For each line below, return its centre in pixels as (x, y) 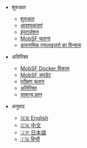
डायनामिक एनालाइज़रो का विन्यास (50, 45)
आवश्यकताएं (31, 25)
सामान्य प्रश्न (31, 95)
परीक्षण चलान (32, 82)
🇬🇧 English (34, 118)
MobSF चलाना (35, 38)
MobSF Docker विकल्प (45, 68)
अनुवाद (18, 106)
